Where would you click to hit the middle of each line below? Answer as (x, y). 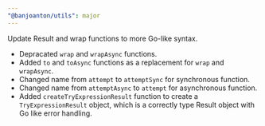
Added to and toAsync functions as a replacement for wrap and (121, 62)
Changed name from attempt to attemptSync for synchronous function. (134, 79)
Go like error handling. (55, 113)
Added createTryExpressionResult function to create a (108, 96)
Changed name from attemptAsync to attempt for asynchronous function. (138, 88)
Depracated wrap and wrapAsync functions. (88, 53)
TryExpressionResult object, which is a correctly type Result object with (137, 104)
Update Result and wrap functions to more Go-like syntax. (103, 38)
